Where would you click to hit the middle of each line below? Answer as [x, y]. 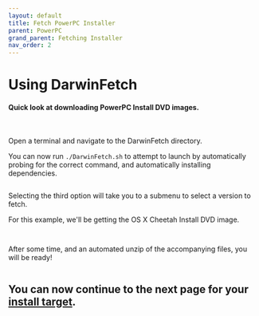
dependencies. [33, 173]
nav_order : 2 [30, 45]
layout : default [35, 16]
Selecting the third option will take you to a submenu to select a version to [129, 196]
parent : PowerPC [35, 30]
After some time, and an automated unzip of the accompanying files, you [128, 249]
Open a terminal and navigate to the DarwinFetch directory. [105, 140]
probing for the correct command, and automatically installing [110, 164]
